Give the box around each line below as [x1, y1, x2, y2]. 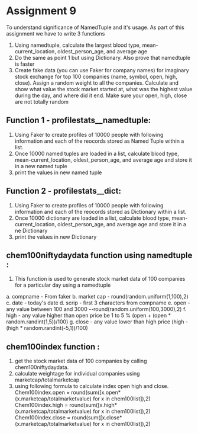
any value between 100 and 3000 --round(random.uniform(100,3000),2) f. [6, 306, 187, 313]
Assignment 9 [6, 4, 77, 18]
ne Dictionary [14, 227, 48, 234]
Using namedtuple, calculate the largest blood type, [14, 41, 141, 49]
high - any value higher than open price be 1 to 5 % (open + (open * [6, 312, 171, 319]
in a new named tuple [14, 162, 67, 169]
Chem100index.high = [14, 402, 69, 409]
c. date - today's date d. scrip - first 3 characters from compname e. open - [6, 299, 190, 306]
